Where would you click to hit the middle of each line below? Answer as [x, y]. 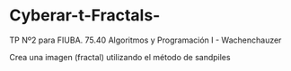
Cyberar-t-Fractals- [85, 16]
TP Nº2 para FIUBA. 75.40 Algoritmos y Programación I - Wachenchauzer [145, 40]
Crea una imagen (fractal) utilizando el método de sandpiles [120, 57]
